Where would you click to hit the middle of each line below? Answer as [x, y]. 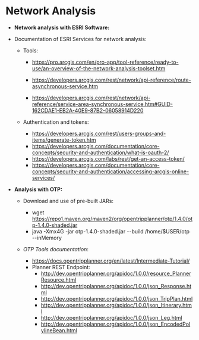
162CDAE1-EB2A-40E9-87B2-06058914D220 [88, 110]
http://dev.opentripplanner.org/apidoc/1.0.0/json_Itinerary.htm [116, 305]
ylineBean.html [59, 330]
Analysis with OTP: [38, 189]
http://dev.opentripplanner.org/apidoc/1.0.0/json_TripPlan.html [117, 298]
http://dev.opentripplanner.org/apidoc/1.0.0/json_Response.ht [116, 286]
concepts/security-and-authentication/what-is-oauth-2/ [100, 152]
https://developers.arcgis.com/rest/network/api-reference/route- [111, 80]
